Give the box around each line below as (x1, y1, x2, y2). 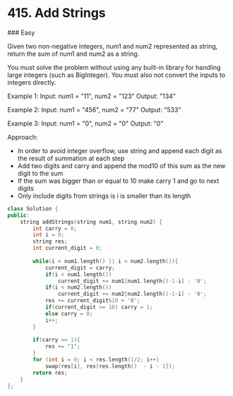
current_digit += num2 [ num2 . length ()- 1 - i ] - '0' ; (57, 291, 207, 298)
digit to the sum (17, 169, 64, 177)
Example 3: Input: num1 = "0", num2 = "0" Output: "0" (7, 119, 164, 128)
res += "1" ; (44, 343, 80, 350)
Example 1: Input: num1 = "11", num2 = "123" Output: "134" (7, 92, 177, 100)
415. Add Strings (7, 5, 106, 21)
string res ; (32, 238, 68, 245)
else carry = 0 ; (44, 310, 93, 317)
